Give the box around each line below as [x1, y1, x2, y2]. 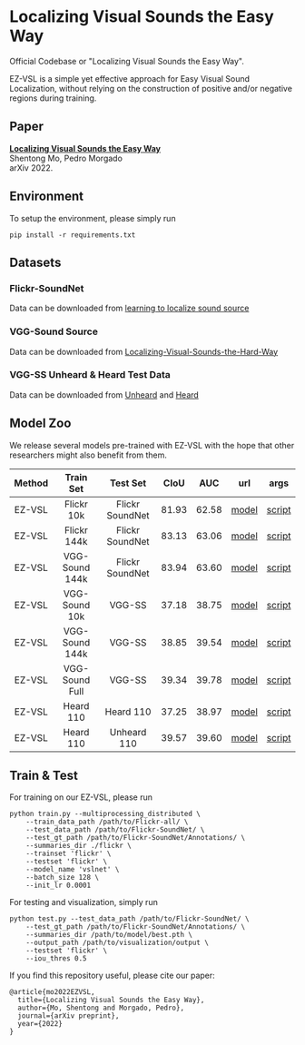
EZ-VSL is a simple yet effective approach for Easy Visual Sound [9, 73, 251, 84]
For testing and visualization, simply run [9, 897, 159, 908]
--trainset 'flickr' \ [25, 849, 112, 859]
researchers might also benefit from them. [9, 449, 168, 460]
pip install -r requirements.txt [9, 230, 136, 240]
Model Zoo [9, 416, 72, 431]
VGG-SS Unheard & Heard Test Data [9, 369, 171, 381]
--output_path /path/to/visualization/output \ [25, 938, 209, 948]
